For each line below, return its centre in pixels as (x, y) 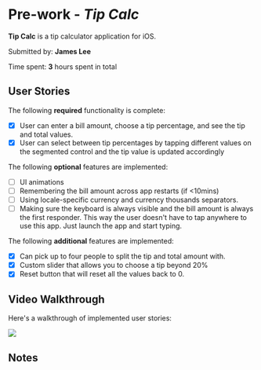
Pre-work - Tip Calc (74, 15)
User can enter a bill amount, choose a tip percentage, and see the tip (132, 125)
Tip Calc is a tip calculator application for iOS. (82, 36)
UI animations (42, 181)
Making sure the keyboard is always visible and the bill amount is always (136, 209)
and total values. (46, 134)
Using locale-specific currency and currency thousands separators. (129, 200)
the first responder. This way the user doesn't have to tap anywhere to (133, 218)
